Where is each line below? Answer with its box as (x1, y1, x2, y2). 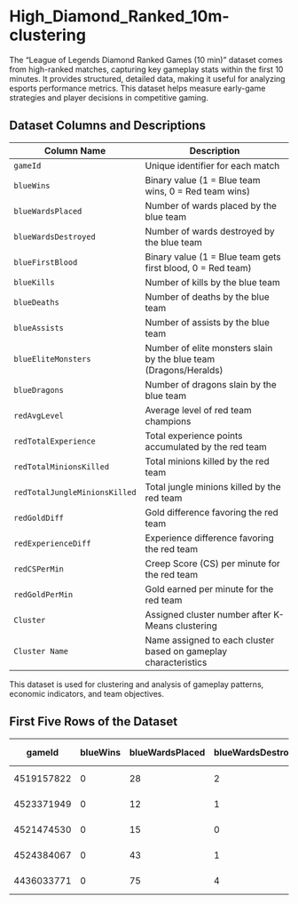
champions (145, 415, 192, 428)
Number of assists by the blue (145, 316, 271, 328)
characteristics (145, 656, 208, 668)
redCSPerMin (13, 564, 65, 574)
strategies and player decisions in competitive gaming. (9, 92, 208, 103)
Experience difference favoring (145, 532, 275, 544)
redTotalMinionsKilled (13, 461, 109, 472)
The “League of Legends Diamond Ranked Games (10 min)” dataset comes (9, 54, 284, 65)
